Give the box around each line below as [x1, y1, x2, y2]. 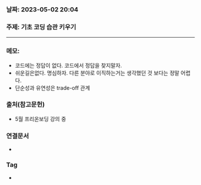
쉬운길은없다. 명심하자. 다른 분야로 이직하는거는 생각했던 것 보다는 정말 [14, 69, 179, 76]
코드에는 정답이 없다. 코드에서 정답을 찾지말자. [14, 62, 123, 69]
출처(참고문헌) [6, 101, 45, 109]
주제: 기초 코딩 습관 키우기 [6, 23, 77, 31]
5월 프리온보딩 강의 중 [14, 115, 66, 122]
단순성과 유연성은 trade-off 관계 [14, 84, 90, 91]
